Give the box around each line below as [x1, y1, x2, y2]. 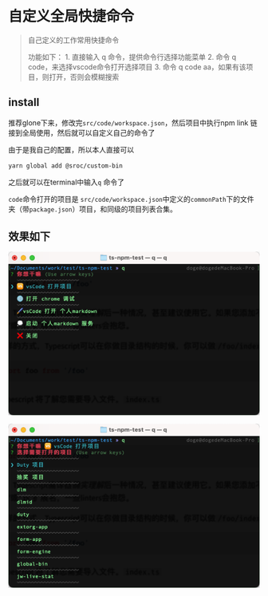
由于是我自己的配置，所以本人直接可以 [8, 144, 134, 154]
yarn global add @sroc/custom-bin [8, 161, 124, 170]
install [8, 96, 40, 109]
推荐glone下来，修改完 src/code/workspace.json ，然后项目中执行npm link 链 [8, 117, 258, 128]
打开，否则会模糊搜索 [49, 72, 120, 81]
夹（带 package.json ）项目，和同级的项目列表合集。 [8, 204, 177, 214]
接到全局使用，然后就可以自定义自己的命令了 [8, 128, 156, 137]
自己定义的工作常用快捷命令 [27, 35, 120, 45]
